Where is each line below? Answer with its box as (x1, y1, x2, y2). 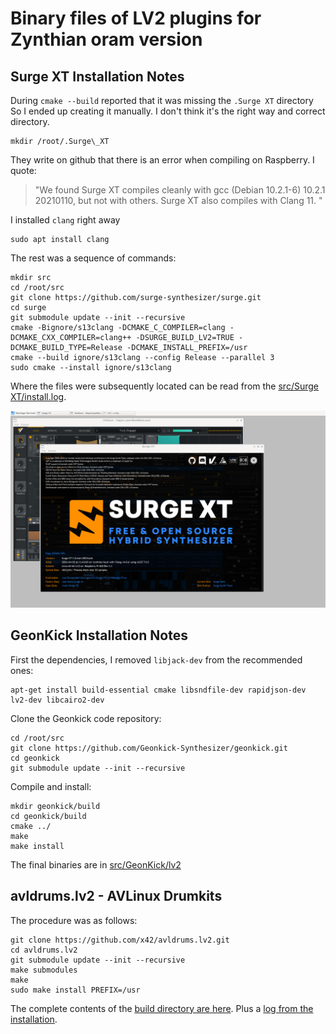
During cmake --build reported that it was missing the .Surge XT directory (10, 95, 314, 106)
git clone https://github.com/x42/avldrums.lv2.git (10, 935, 230, 945)
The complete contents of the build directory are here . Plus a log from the (10, 1002, 314, 1014)
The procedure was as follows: (10, 914, 138, 926)
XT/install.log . (10, 391, 67, 402)
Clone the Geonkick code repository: (10, 712, 162, 724)
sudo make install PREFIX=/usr (10, 985, 141, 995)
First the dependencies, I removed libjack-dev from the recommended (10, 653, 303, 666)
